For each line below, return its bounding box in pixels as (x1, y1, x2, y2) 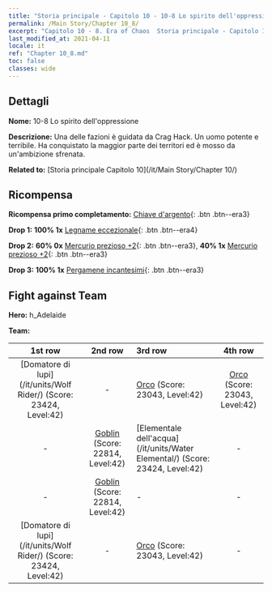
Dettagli (8, 95, 49, 109)
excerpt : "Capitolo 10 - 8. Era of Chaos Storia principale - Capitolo (8, 27, 259, 35)
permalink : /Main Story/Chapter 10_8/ (8, 19, 139, 28)
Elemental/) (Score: (136, 453, 210, 464)
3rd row (136, 345, 168, 356)
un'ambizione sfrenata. (8, 149, 86, 159)
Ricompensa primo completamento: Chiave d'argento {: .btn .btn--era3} (8, 210, 251, 219)
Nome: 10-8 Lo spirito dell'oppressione (8, 116, 139, 126)
